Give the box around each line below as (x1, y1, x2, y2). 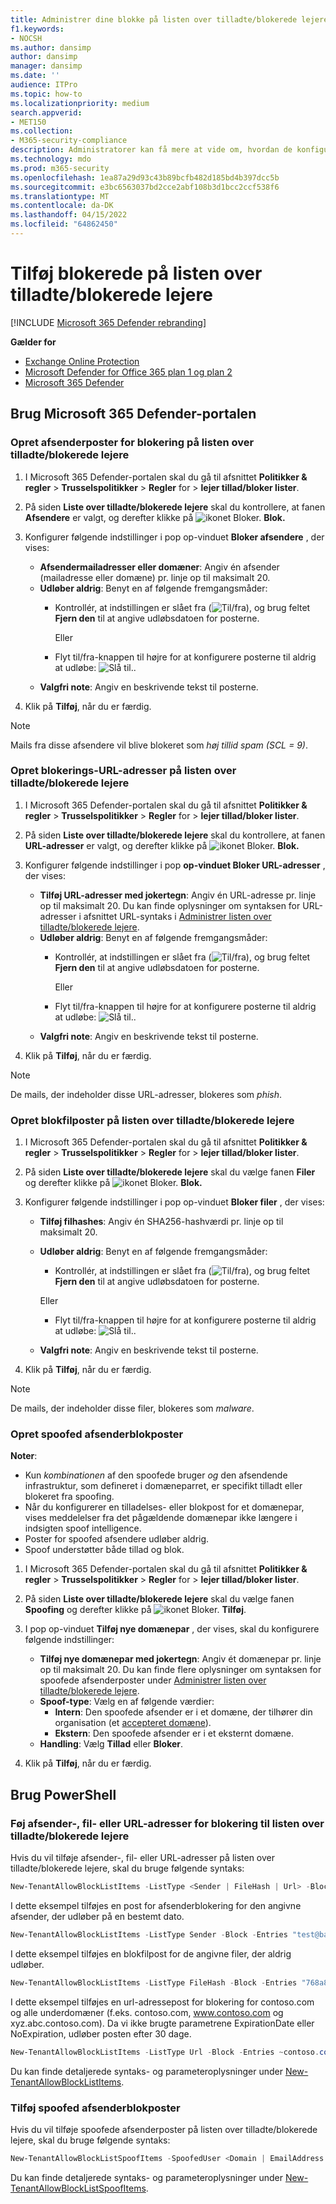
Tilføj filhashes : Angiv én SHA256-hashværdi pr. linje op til (39, 1216, 284, 1228)
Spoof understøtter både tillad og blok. (24, 1544, 185, 1556)
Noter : (10, 1450, 38, 1462)
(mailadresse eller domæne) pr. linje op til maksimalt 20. (39, 571, 271, 583)
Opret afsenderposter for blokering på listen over (10, 436, 255, 450)
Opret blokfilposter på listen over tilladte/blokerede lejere (10, 1113, 295, 1127)
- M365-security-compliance (10, 136, 128, 146)
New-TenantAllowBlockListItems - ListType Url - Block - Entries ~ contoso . (10, 2047, 320, 2057)
